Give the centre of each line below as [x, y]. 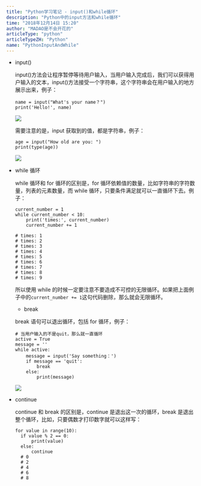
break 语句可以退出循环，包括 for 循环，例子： [72, 321]
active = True [32, 339]
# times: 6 [28, 262]
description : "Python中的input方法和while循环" [64, 17]
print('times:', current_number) [68, 220]
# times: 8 [28, 272]
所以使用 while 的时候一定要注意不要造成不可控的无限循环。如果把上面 [102, 289]
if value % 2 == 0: [45, 436]
